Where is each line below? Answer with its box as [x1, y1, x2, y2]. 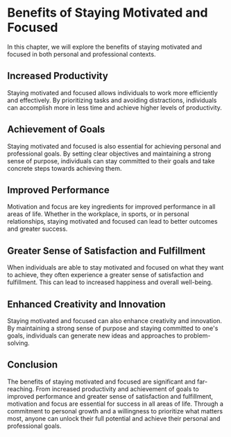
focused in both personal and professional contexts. [7, 50, 156, 58]
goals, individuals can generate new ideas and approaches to [7, 331, 182, 340]
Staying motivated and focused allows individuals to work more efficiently [7, 88, 219, 97]
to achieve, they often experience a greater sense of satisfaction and [7, 271, 204, 279]
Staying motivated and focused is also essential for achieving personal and [7, 142, 221, 150]
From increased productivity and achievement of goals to [35, 384, 199, 393]
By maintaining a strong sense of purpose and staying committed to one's [7, 324, 219, 332]
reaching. [7, 384, 35, 393]
